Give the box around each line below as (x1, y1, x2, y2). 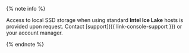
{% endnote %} (6, 41, 45, 48)
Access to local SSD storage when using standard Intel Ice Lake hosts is (6, 17, 184, 23)
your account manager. (6, 29, 64, 36)
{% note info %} (6, 5, 46, 12)
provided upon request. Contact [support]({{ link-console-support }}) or (6, 23, 182, 30)
